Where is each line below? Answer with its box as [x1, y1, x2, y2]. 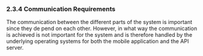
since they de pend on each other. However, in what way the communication [6, 25, 198, 32]
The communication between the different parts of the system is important [6, 19, 193, 26]
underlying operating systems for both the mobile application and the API [6, 38, 189, 45]
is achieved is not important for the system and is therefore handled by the [6, 31, 193, 39]
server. [6, 44, 24, 51]
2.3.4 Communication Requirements [6, 5, 116, 13]
